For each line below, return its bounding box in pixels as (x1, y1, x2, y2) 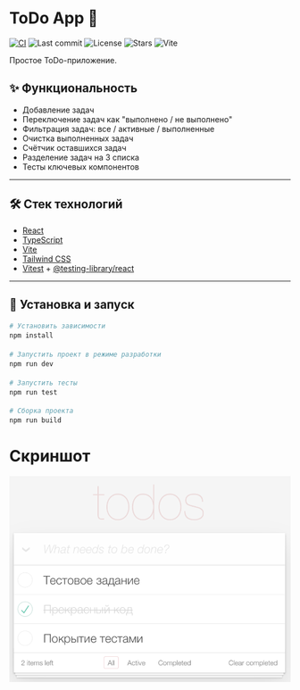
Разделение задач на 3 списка (21, 152, 140, 162)
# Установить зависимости (9, 321, 105, 331)
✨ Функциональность (9, 80, 138, 96)
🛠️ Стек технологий (9, 196, 123, 212)
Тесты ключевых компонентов (21, 161, 140, 172)
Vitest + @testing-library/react (21, 262, 135, 273)
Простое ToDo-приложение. (9, 54, 118, 65)
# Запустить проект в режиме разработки (9, 350, 162, 359)
